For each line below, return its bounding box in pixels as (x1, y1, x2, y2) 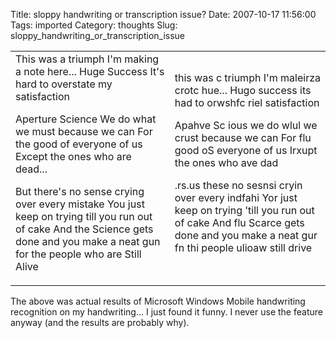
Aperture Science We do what (15, 112, 157, 126)
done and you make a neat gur (174, 229, 318, 242)
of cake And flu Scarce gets (174, 216, 305, 229)
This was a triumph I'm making (15, 52, 160, 66)
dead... (15, 162, 48, 176)
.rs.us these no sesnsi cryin (174, 179, 303, 192)
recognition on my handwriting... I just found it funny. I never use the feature (10, 306, 323, 318)
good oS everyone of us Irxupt (174, 144, 318, 157)
